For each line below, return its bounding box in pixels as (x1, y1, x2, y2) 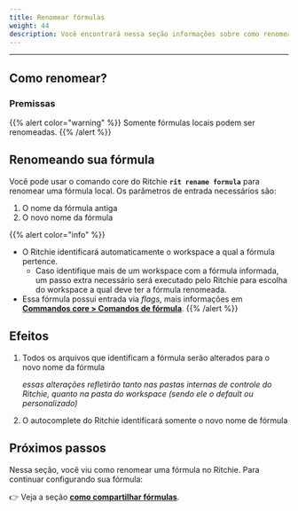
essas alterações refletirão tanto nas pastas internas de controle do (21, 379, 272, 389)
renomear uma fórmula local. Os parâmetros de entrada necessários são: (9, 185, 277, 196)
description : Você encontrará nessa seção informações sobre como (9, 29, 260, 38)
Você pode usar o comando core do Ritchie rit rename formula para (9, 176, 260, 186)
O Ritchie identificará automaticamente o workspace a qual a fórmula (21, 246, 275, 257)
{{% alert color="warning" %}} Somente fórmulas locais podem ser (9, 117, 255, 129)
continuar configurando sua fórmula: (9, 474, 144, 484)
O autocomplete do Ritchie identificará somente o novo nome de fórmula (21, 414, 288, 426)
